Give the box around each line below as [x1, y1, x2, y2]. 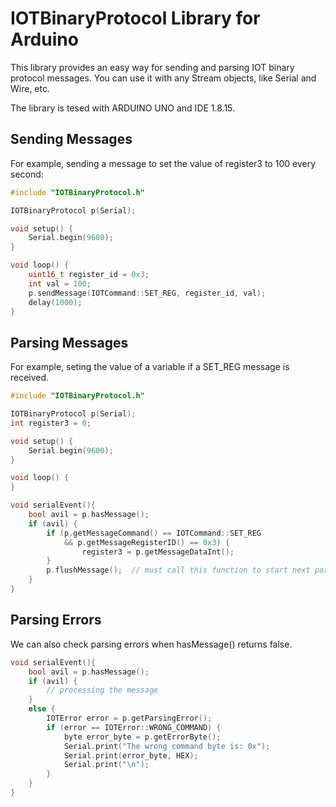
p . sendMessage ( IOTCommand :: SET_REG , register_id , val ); [28, 288, 267, 298]
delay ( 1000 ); [28, 297, 83, 307]
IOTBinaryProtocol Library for [10, 7, 261, 30]
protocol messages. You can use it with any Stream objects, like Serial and [10, 72, 317, 84]
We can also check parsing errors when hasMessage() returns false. [10, 638, 293, 650]
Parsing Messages [10, 334, 129, 351]
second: [10, 168, 44, 180]
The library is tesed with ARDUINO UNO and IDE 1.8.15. [10, 102, 236, 114]
